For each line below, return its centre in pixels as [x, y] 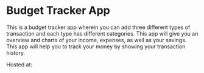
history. [16, 52]
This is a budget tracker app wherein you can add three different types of [98, 27]
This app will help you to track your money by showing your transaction [96, 46]
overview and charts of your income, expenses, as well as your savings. [97, 40]
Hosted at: [19, 65]
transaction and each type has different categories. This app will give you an [102, 33]
